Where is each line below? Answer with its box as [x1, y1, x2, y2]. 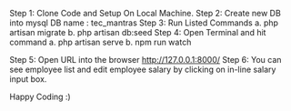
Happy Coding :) [9, 91, 71, 102]
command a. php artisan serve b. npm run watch [9, 36, 192, 47]
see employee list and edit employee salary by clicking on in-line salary [9, 64, 276, 75]
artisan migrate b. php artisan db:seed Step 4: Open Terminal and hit [9, 27, 266, 37]
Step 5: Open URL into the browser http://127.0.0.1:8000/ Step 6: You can [9, 55, 282, 65]
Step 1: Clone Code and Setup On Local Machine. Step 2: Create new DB [9, 8, 282, 18]
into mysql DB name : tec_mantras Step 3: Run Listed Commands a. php [9, 17, 279, 28]
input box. [9, 74, 47, 85]
